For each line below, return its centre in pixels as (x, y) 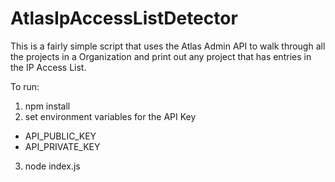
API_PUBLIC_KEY (60, 136)
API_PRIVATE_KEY (62, 146)
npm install (47, 106)
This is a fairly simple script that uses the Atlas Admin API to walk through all (168, 46)
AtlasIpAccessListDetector (124, 18)
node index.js (52, 166)
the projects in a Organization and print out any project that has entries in (161, 56)
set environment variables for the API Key (110, 116)
